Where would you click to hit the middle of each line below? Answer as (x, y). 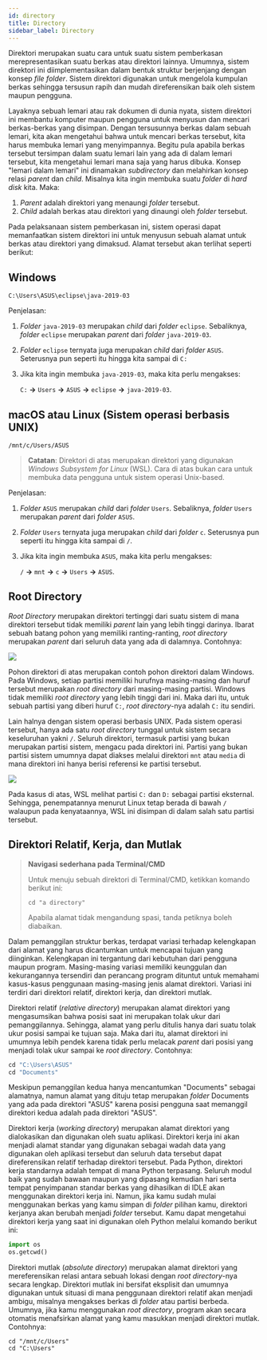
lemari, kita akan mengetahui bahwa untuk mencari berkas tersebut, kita (127, 137)
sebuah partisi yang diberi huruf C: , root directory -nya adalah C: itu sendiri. (132, 706)
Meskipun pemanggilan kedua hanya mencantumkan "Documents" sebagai (132, 1088)
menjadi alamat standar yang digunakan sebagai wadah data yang (117, 1145)
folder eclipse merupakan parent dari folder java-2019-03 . (116, 335)
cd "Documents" (33, 1072)
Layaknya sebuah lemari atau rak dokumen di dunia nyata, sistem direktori (130, 111)
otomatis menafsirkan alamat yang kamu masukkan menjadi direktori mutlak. (134, 1318)
